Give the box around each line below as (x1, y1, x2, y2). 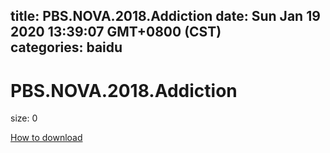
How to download (10, 132, 83, 144)
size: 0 (10, 112, 38, 124)
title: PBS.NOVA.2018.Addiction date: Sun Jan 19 (10, 8, 321, 25)
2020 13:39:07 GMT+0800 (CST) (10, 24, 222, 41)
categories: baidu (10, 39, 123, 56)
